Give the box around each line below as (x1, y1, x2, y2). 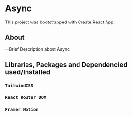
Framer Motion (5, 106, 39, 112)
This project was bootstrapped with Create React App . (5, 19, 115, 25)
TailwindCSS (5, 83, 34, 89)
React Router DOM (5, 94, 47, 100)
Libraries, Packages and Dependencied (5, 61, 128, 69)
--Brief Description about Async (5, 46, 70, 52)
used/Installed (5, 68, 51, 76)
